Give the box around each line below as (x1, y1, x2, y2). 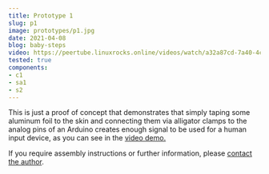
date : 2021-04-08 (8, 34, 66, 42)
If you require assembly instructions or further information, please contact (8, 148, 252, 158)
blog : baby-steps (8, 42, 66, 49)
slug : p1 (8, 19, 38, 27)
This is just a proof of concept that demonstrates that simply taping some (8, 108, 251, 117)
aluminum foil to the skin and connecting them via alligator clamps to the (8, 117, 247, 126)
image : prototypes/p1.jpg (8, 26, 94, 34)
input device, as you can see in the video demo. (8, 133, 167, 143)
